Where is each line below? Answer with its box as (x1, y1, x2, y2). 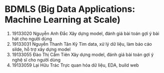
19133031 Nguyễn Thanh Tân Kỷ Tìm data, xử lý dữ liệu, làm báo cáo (11, 41, 153, 47)
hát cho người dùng (11, 36, 52, 42)
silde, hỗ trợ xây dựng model (11, 46, 71, 52)
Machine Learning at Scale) (4, 14, 121, 25)
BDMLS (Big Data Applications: (4, 3, 136, 15)
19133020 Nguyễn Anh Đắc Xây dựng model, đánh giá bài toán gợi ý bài (11, 30, 160, 36)
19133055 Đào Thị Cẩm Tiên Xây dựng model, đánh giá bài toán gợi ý (11, 51, 154, 58)
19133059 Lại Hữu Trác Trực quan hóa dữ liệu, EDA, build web (11, 62, 139, 68)
